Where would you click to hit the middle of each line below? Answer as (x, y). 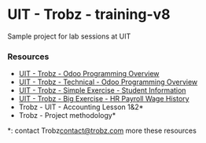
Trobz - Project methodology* (67, 115)
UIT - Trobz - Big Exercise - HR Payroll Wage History (104, 99)
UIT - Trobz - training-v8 (89, 15)
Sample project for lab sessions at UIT (69, 36)
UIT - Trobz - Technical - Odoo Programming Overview (108, 82)
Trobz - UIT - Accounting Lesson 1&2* (81, 107)
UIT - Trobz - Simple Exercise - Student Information (102, 90)
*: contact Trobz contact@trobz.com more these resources (102, 130)
